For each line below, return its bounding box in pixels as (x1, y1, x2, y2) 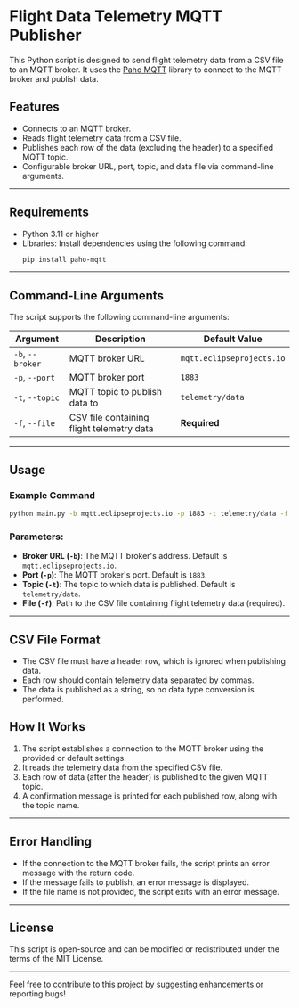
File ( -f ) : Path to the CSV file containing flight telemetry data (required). (21, 598, 286, 609)
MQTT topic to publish (69, 386, 163, 398)
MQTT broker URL (69, 352, 145, 365)
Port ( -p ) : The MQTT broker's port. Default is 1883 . (21, 570, 207, 580)
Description (94, 332, 146, 345)
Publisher (9, 25, 82, 45)
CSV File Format (9, 632, 101, 647)
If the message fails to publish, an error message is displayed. (21, 876, 250, 888)
